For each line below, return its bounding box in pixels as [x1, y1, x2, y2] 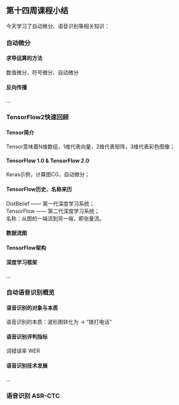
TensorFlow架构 [6, 244, 46, 251]
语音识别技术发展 [6, 362, 48, 369]
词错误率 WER [6, 347, 40, 355]
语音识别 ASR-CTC [6, 391, 60, 400]
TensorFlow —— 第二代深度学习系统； [6, 207, 100, 215]
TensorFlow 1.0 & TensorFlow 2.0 [6, 157, 90, 164]
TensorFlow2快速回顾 [6, 113, 69, 122]
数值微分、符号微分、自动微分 [6, 69, 79, 76]
